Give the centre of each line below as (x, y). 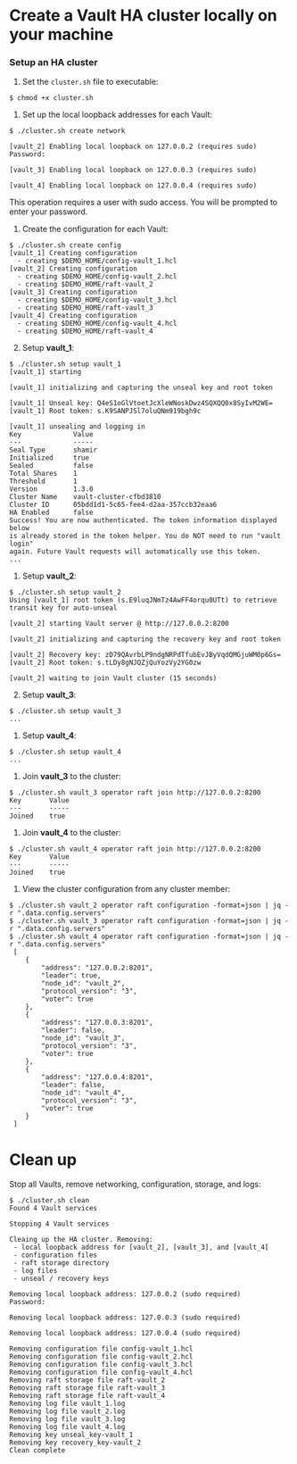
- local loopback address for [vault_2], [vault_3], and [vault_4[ (141, 1248)
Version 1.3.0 (51, 489)
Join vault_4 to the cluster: (72, 833)
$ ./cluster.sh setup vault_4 (66, 752)
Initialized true (49, 458)
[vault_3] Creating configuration (74, 292)
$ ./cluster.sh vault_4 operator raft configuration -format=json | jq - (149, 937)
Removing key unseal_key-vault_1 (71, 1435)
